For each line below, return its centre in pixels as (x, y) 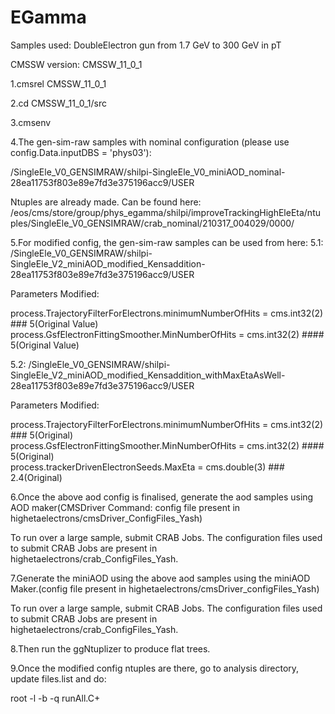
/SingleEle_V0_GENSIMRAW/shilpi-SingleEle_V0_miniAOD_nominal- (148, 172)
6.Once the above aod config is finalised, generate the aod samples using (162, 497)
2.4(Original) (36, 477)
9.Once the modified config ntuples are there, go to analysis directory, (155, 668)
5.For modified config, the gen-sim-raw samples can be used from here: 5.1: (167, 242)
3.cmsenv (31, 122)
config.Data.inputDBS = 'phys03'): (81, 152)
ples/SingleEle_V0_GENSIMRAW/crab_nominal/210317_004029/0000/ (152, 223)
